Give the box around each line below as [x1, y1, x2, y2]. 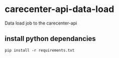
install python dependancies [5, 34, 96, 43]
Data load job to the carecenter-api [5, 20, 77, 26]
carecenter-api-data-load [5, 3, 114, 15]
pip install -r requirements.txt [5, 47, 75, 53]
